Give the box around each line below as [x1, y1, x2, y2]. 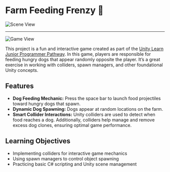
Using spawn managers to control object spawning [12, 155, 119, 161]
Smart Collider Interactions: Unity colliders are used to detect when [12, 111, 156, 117]
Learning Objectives [5, 137, 71, 146]
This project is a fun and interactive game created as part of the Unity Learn [5, 46, 163, 52]
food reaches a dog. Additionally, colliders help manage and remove [12, 116, 155, 123]
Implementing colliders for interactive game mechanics [12, 150, 127, 156]
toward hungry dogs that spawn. [12, 101, 81, 107]
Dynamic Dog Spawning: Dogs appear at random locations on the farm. [12, 106, 163, 112]
